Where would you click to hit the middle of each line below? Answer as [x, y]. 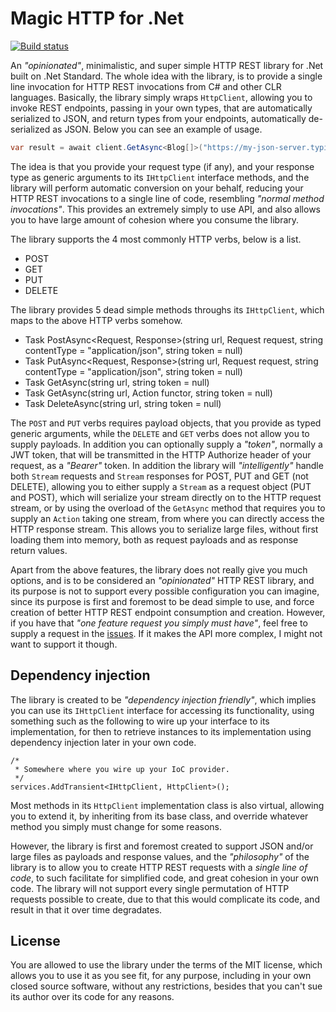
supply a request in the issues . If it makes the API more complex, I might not [166, 633]
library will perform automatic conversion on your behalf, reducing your [157, 188]
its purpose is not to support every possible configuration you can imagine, [165, 591]
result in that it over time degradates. [86, 909]
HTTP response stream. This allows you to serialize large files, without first [164, 529]
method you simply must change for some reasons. [116, 826]
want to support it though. [64, 644]
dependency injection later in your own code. [103, 742]
